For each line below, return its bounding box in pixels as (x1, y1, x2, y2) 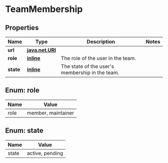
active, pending (26, 149, 63, 156)
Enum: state (5, 126, 43, 135)
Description (86, 38, 115, 45)
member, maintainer (26, 109, 74, 116)
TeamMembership (5, 3, 83, 15)
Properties (5, 23, 39, 32)
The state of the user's (60, 63, 114, 69)
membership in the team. (60, 69, 119, 76)
